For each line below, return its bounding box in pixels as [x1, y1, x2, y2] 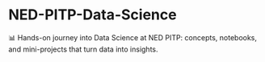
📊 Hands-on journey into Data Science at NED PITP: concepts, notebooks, [8, 32, 257, 42]
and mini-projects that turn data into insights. [8, 44, 159, 54]
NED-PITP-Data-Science [8, 6, 177, 24]
